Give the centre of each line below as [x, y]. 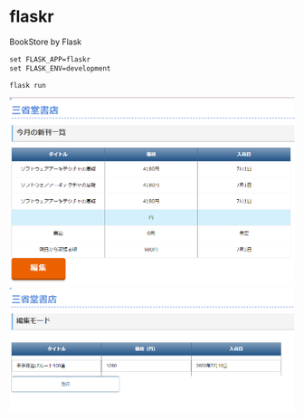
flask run [28, 85]
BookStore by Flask [46, 42]
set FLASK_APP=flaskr [50, 59]
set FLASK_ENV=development [60, 68]
